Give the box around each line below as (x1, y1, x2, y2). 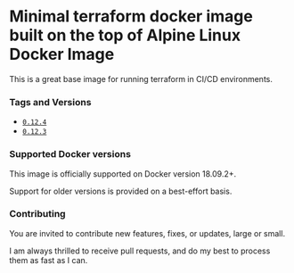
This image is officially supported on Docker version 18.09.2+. (9, 168, 237, 179)
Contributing (9, 208, 66, 220)
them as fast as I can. (9, 254, 88, 265)
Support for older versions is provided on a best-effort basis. (9, 186, 233, 196)
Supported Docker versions (9, 148, 132, 161)
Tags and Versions (9, 95, 92, 108)
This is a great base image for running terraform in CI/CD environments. (9, 73, 274, 84)
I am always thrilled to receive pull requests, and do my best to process (9, 245, 271, 256)
